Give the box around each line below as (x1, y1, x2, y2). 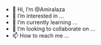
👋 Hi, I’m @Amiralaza (12, 6, 65, 13)
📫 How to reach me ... (12, 32, 69, 39)
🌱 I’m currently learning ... (12, 19, 78, 26)
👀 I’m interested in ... (12, 12, 64, 19)
